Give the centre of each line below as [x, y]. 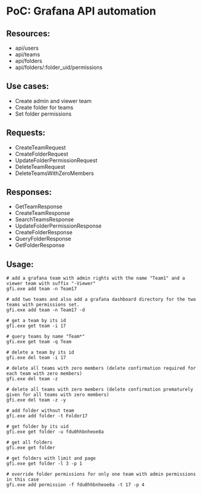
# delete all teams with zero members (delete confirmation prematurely [100, 390]
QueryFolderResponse [43, 239]
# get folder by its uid [37, 427]
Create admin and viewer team [53, 100]
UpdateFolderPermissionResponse [58, 226]
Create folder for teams [44, 107]
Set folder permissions [43, 114]
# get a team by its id [36, 321]
